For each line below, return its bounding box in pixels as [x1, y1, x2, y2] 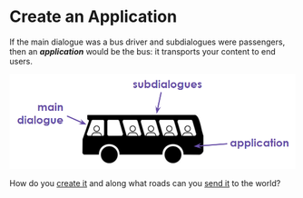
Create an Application [9, 6, 178, 27]
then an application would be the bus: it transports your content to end [9, 45, 277, 56]
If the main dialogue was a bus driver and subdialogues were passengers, [9, 36, 286, 47]
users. [9, 55, 34, 66]
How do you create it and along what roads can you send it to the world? [9, 177, 281, 188]
